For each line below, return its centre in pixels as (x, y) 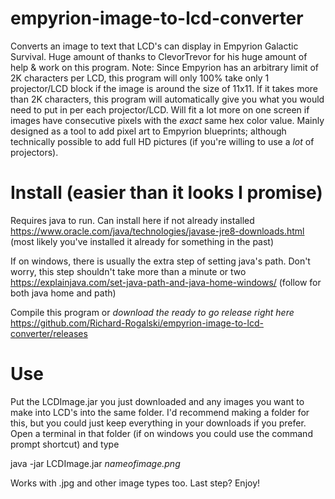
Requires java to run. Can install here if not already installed (132, 220)
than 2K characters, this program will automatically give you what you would (167, 99)
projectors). (34, 152)
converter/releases (49, 333)
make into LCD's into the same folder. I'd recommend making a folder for (160, 412)
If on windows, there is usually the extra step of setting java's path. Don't (160, 261)
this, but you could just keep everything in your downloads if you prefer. (158, 423)
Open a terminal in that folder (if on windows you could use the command (161, 433)
